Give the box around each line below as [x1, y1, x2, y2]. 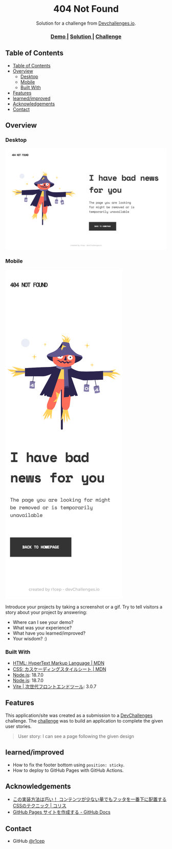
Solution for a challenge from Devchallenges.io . [36, 20, 136, 26]
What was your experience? [12, 624, 72, 631]
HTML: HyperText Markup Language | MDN [12, 660, 105, 666]
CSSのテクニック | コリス [12, 803, 67, 809]
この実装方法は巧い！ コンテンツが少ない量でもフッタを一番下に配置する [12, 796, 167, 802]
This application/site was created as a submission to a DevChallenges [5, 712, 153, 718]
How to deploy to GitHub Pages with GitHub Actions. [12, 767, 124, 773]
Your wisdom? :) [12, 635, 47, 641]
